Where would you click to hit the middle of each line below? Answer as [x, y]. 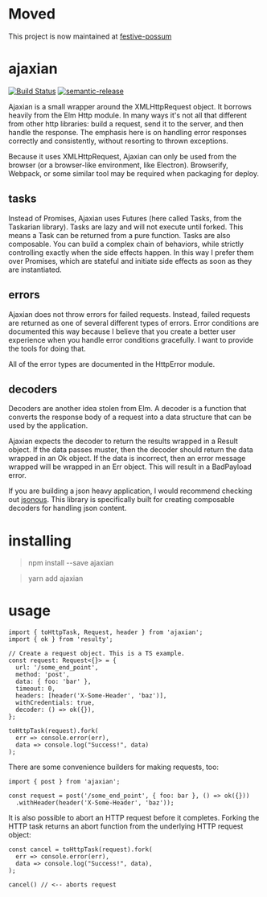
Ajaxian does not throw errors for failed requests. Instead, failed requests [129, 314]
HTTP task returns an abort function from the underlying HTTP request [126, 826]
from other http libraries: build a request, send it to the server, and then [126, 123]
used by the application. [48, 426]
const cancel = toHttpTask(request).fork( [80, 850]
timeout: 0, [36, 689]
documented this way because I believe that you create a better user [122, 331]
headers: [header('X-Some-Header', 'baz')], [91, 696]
